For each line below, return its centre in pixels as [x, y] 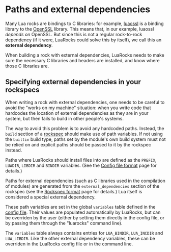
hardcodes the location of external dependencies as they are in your [77, 113]
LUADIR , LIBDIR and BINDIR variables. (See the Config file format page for [81, 165]
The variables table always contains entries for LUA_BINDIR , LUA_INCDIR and [84, 233]
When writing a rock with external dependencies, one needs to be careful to [85, 102]
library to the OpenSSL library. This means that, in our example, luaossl [80, 29]
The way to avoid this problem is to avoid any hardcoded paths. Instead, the [85, 128]
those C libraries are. [27, 66]
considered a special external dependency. [50, 197]
